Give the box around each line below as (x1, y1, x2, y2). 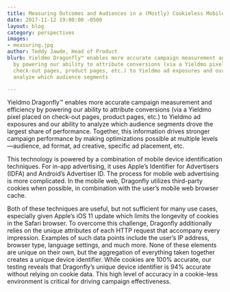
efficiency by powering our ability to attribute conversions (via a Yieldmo (7, 105, 212, 114)
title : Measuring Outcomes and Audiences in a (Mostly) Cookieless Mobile (7, 10, 225, 17)
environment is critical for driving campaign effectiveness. (7, 278, 171, 286)
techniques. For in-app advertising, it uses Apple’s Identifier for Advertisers (7, 162, 219, 171)
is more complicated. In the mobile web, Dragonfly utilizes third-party (7, 177, 203, 185)
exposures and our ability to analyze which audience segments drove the (7, 120, 214, 129)
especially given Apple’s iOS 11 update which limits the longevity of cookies (7, 212, 219, 220)
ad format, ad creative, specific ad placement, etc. (42, 142, 185, 150)
